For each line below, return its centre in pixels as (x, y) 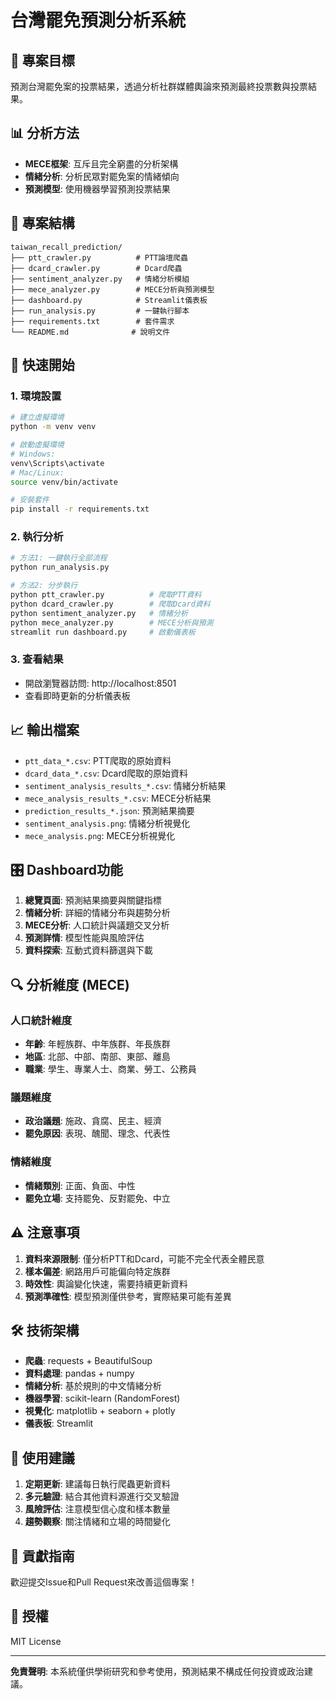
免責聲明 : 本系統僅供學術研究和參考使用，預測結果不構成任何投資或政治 (157, 1671)
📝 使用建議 (42, 1457)
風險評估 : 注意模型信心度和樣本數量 (97, 1509)
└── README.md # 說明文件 (90, 332)
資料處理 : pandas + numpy (79, 1373)
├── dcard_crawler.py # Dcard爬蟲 (96, 268)
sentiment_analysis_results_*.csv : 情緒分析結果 (125, 785)
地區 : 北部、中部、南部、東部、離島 (97, 1057)
